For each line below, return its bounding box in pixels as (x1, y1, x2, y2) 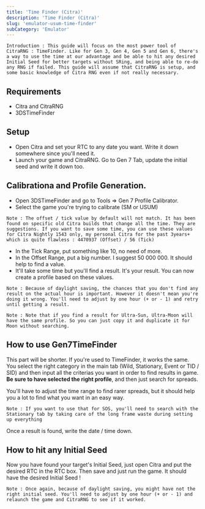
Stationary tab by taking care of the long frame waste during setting (6, 411, 193, 417)
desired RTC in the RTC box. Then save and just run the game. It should (6, 467, 187, 475)
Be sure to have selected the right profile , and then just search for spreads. (6, 375, 199, 383)
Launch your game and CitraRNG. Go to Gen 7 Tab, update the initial (15, 156, 188, 163)
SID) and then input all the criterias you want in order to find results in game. (6, 369, 199, 376)
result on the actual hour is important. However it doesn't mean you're (6, 291, 199, 297)
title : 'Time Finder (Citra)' (6, 9, 84, 15)
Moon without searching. (6, 323, 70, 329)
